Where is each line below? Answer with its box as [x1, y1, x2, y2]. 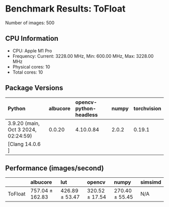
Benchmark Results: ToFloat [5, 3, 126, 15]
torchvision [133, 105, 161, 112]
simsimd [140, 179, 161, 186]
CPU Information [5, 34, 59, 43]
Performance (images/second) [5, 164, 104, 172]
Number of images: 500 [5, 20, 55, 26]
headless [75, 111, 98, 118]
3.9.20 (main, [8, 119, 40, 126]
